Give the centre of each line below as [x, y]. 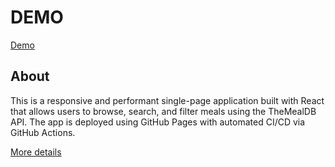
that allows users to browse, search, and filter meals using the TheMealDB [163, 111]
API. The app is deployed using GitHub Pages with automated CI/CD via [158, 122]
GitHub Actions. [43, 132]
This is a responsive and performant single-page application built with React [167, 100]
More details [36, 152]
